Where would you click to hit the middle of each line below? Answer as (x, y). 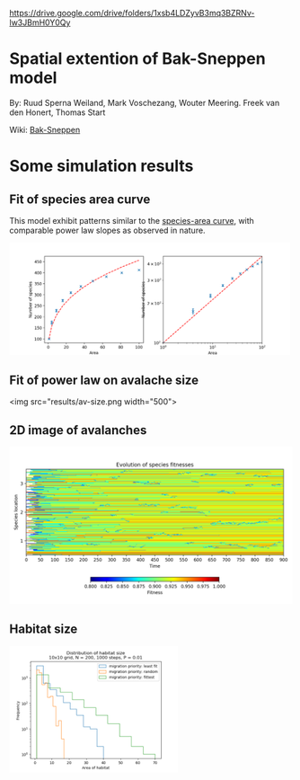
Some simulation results (101, 166)
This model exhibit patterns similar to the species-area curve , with (132, 220)
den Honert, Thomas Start (57, 112)
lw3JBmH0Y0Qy (40, 22)
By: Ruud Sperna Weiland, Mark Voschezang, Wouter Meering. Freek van (145, 102)
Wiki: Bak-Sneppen (45, 129)
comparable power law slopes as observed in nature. (107, 230)
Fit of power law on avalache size (104, 381)
